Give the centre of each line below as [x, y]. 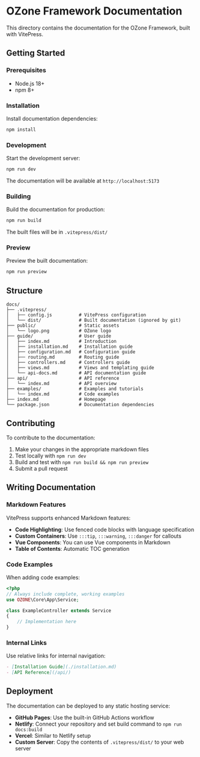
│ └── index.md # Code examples [63, 394]
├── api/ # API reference [63, 378]
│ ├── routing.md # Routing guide [63, 357]
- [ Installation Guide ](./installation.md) [62, 667]
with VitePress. [25, 34]
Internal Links [26, 642]
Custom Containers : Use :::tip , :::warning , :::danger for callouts [98, 536]
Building [19, 196]
